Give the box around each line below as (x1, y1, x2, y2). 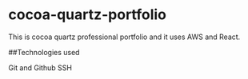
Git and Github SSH (8, 62, 72, 73)
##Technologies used (8, 47, 80, 57)
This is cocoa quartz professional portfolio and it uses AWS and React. (8, 32, 241, 41)
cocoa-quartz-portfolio (8, 6, 166, 24)
